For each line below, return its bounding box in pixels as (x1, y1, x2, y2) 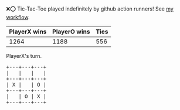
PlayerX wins (9, 27, 47, 36)
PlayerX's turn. (6, 53, 42, 59)
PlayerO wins (52, 27, 90, 36)
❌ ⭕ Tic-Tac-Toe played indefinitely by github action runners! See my (6, 5, 174, 12)
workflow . (6, 14, 30, 20)
